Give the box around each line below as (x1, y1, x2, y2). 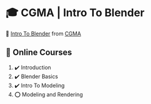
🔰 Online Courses (5, 47, 73, 58)
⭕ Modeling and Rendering (14, 91, 83, 98)
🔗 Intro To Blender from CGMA (5, 29, 82, 37)
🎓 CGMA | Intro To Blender (5, 6, 145, 20)
